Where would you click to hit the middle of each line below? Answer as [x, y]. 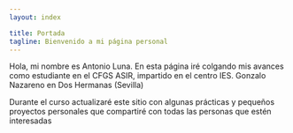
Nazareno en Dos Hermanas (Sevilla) [77, 85]
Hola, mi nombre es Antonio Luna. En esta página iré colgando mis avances [147, 66]
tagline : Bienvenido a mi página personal [89, 41]
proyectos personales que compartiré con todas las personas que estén [140, 112]
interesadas [31, 121]
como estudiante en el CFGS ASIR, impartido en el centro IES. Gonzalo [138, 76]
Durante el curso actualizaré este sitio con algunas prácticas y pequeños [142, 102]
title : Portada [37, 33]
